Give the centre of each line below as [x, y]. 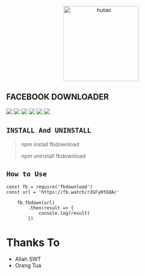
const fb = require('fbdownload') [50, 187]
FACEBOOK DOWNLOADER [58, 97]
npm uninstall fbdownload [53, 156]
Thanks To [33, 242]
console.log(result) [64, 214]
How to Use [26, 174]
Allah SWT [28, 259]
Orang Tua [28, 265]
